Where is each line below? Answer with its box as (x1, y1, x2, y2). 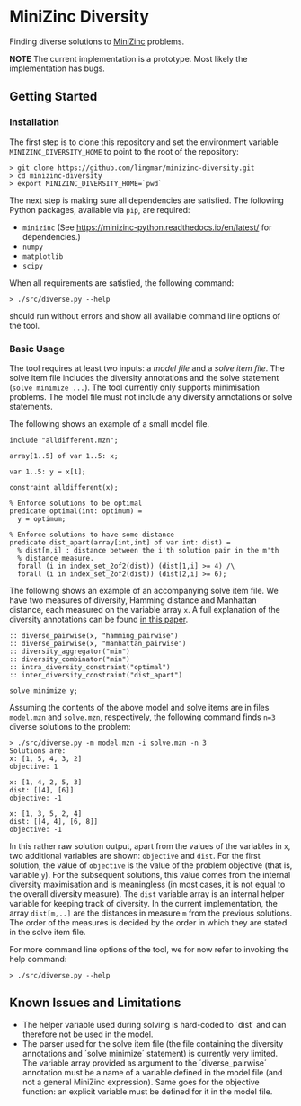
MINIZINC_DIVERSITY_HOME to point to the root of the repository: (9, 146, 240, 156)
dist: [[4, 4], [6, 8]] (9, 817, 99, 826)
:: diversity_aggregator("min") (9, 647, 130, 656)
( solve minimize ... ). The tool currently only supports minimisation (9, 382, 261, 393)
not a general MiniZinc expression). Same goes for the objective (22, 1076, 260, 1087)
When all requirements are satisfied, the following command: (9, 277, 235, 288)
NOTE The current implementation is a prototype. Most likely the (9, 53, 248, 64)
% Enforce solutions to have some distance (9, 530, 175, 539)
